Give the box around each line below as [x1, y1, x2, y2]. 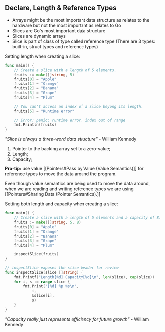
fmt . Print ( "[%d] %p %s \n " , [23, 284, 79, 289]
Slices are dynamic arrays [12, 33, 66, 39]
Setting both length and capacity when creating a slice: [5, 201, 118, 207]
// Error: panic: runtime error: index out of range [14, 118, 126, 123]
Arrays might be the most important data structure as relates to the [12, 17, 150, 23]
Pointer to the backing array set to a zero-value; [12, 146, 111, 152]
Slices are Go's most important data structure [12, 27, 106, 34]
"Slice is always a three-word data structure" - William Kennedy [5, 136, 137, 142]
